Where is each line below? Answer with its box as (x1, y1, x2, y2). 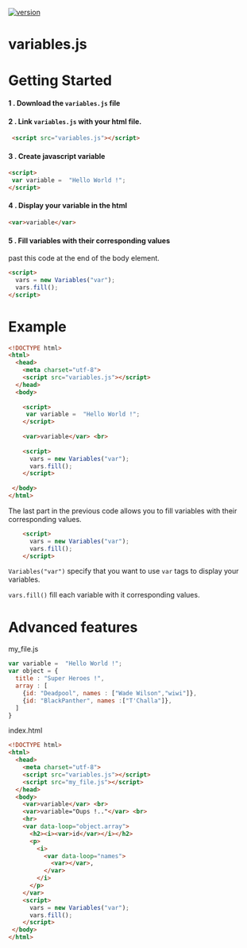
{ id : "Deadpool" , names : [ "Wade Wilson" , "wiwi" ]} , (22, 689, 197, 697)
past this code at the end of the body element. (8, 253, 160, 263)
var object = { (8, 667, 59, 675)
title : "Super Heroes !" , (15, 675, 105, 683)
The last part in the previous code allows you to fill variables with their (8, 505, 237, 516)
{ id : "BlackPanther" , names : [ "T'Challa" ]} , (22, 696, 172, 705)
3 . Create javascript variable (8, 151, 106, 161)
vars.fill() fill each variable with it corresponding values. (8, 590, 200, 600)
